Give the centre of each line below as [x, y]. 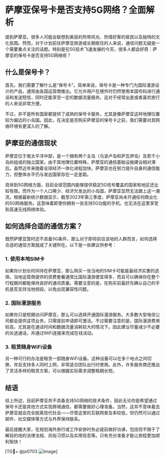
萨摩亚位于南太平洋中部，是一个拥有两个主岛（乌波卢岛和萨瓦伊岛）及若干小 [82, 156]
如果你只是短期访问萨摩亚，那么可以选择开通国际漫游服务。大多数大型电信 [80, 314]
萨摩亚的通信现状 [31, 143]
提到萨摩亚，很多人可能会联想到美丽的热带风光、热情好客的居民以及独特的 [80, 37]
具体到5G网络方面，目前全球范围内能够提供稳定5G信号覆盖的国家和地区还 [80, 185]
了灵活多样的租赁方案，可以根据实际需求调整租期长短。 [61, 371]
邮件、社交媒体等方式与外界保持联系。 [44, 419]
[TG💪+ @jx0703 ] [31, 452]
